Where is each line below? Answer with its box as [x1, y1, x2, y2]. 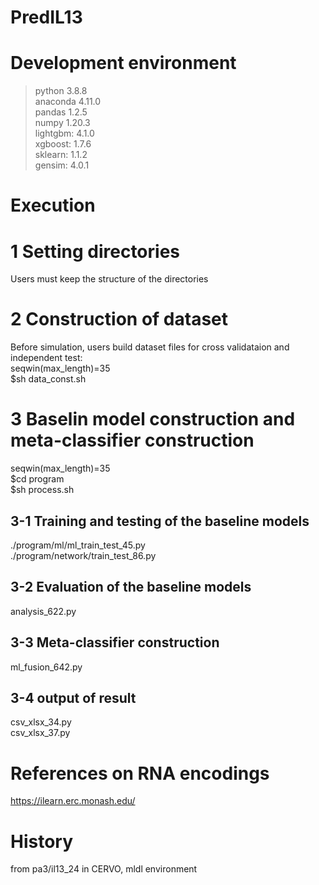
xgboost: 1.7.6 [34, 138, 92, 150]
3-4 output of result [10, 689, 137, 706]
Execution [10, 194, 96, 217]
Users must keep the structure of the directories [10, 273, 209, 285]
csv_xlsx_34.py [10, 716, 72, 728]
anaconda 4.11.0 [34, 96, 102, 108]
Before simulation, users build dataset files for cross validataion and [10, 341, 290, 353]
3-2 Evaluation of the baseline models [10, 579, 252, 596]
